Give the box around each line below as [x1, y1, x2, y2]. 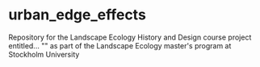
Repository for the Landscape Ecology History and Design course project [8, 32, 252, 42]
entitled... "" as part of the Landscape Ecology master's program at [8, 40, 232, 50]
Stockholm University [8, 49, 80, 59]
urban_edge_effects [8, 6, 147, 24]
